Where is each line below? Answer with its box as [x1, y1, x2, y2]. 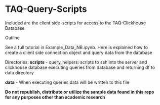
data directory [5, 69, 34, 75]
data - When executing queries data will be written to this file [5, 79, 129, 85]
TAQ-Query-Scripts [5, 3, 87, 15]
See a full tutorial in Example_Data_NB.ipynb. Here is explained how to [5, 44, 148, 50]
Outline [5, 35, 20, 41]
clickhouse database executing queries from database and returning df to [5, 64, 155, 70]
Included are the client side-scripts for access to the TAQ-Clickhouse [5, 20, 146, 26]
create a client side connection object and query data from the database [5, 50, 153, 55]
